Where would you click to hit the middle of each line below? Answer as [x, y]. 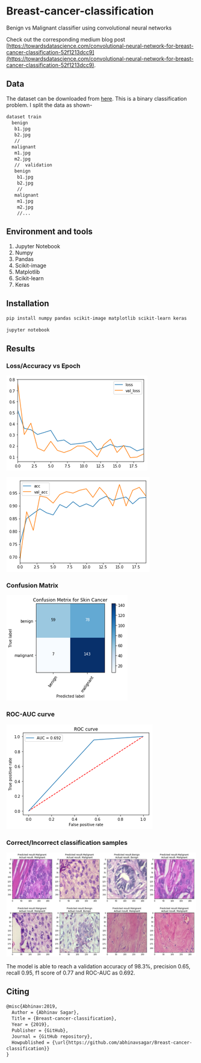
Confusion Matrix [32, 585]
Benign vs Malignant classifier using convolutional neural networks [89, 28]
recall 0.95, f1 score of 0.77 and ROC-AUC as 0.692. [71, 973]
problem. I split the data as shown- [49, 105]
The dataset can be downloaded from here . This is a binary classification [97, 98]
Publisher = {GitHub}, [40, 1030]
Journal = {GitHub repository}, [52, 1036]
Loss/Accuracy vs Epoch [43, 366]
